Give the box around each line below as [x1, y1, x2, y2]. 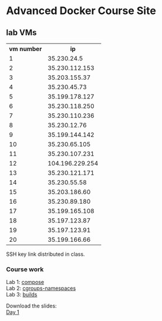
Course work [6, 265, 44, 273]
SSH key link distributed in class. [6, 251, 85, 258]
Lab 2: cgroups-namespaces [6, 285, 76, 292]
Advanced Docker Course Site [6, 4, 157, 18]
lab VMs [6, 28, 37, 38]
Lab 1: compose [6, 279, 45, 286]
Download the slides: [6, 302, 57, 309]
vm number [9, 45, 42, 53]
